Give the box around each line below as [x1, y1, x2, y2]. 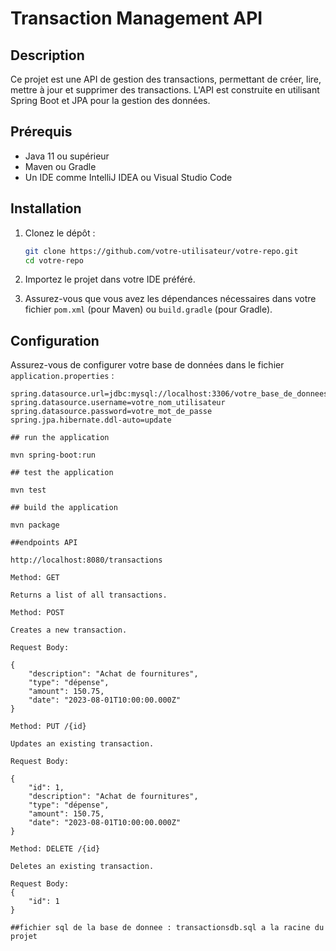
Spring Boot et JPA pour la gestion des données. [10, 95, 211, 106]
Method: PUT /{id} [10, 722, 87, 732]
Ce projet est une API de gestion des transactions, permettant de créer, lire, [10, 73, 322, 85]
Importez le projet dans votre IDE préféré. [24, 273, 196, 286]
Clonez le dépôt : [24, 227, 96, 239]
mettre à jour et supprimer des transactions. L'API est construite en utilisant [10, 84, 320, 96]
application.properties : [10, 370, 115, 382]
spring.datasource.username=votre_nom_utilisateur [10, 398, 226, 408]
